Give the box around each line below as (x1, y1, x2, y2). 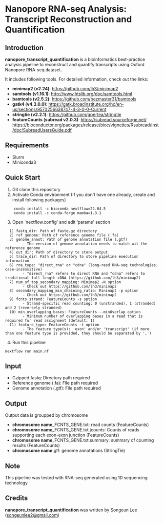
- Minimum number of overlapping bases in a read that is (22, 313, 143, 319)
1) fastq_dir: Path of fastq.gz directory (9, 228, 97, 233)
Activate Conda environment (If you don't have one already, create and (12, 192, 155, 197)
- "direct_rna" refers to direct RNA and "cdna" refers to (22, 271, 145, 276)
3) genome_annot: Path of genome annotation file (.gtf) (9, 237, 128, 242)
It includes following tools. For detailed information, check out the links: (5, 77, 149, 82)
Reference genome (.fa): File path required (12, 380, 98, 386)
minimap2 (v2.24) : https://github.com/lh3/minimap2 (12, 86, 119, 91)
